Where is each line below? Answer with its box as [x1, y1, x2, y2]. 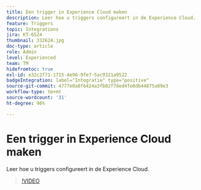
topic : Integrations [6, 26, 59, 32]
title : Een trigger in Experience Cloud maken [6, 9, 127, 15]
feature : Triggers [6, 20, 53, 26]
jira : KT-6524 [6, 32, 43, 38]
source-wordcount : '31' [6, 94, 67, 101]
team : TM [6, 60, 29, 66]
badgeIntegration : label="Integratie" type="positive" [6, 77, 150, 83]
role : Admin [6, 49, 37, 55]
